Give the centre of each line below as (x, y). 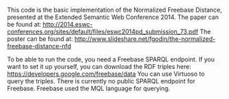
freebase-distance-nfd (39, 46)
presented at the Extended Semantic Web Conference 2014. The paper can (113, 17)
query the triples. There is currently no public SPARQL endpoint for (101, 81)
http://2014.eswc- (68, 24)
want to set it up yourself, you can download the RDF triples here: (99, 67)
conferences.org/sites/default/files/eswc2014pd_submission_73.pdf (103, 31)
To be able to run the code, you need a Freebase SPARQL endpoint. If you (111, 59)
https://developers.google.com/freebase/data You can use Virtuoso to (106, 74)
